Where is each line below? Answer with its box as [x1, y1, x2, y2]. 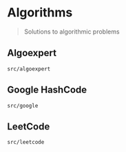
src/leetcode [7, 139, 45, 146]
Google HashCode [7, 84, 87, 96]
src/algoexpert [7, 65, 51, 73]
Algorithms [7, 5, 73, 21]
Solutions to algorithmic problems [23, 27, 120, 36]
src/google [7, 102, 39, 109]
